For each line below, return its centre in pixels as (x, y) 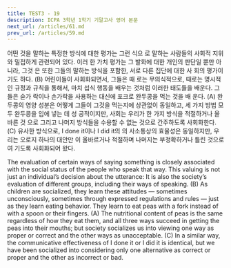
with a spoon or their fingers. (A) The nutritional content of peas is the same (115, 213)
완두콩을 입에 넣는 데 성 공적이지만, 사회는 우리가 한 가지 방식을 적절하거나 (113, 114)
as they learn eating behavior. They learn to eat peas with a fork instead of (113, 206)
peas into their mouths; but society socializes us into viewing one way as (111, 228)
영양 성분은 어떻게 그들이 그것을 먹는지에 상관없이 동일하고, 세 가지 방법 (121, 105)
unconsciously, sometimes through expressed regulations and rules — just (113, 199)
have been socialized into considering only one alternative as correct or (109, 250)
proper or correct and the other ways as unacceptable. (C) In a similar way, (114, 236)
